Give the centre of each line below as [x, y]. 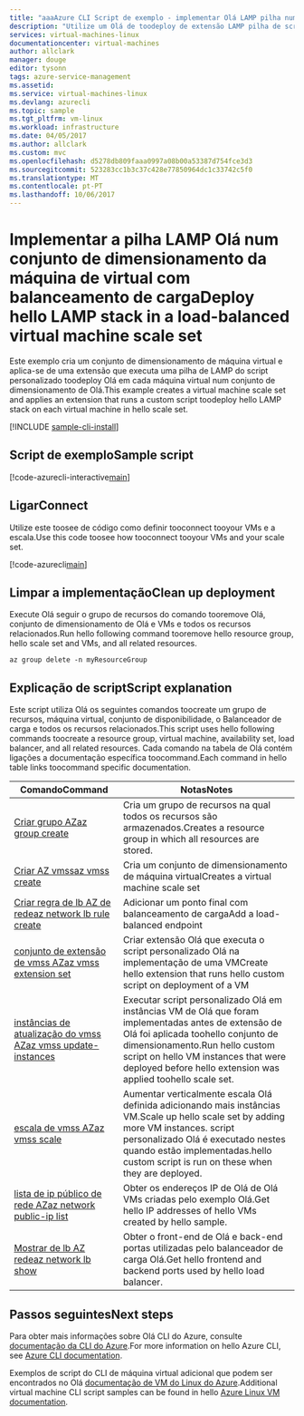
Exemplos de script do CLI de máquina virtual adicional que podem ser [141, 1373]
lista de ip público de [58, 1194]
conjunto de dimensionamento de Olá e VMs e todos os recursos [130, 624]
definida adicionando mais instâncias [201, 1105]
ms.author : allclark [48, 144]
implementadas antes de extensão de [202, 1023]
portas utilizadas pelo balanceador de [203, 1248]
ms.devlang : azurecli [50, 102]
